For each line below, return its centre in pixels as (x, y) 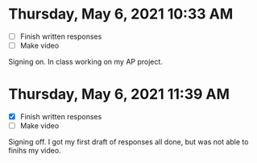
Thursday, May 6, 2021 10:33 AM (121, 14)
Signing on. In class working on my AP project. (86, 62)
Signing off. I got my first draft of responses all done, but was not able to (128, 142)
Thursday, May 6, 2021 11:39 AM (119, 94)
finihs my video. (35, 151)
